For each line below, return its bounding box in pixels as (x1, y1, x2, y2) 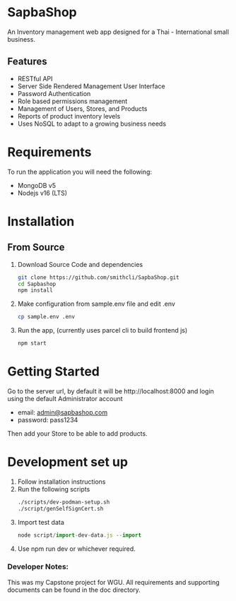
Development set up (7, 454, 129, 470)
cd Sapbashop (17, 280, 57, 287)
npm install (17, 287, 53, 294)
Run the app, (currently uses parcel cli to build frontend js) (17, 326, 188, 335)
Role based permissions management (17, 97, 128, 105)
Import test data (17, 518, 65, 526)
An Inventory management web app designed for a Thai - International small (7, 28, 230, 36)
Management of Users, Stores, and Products (17, 104, 148, 113)
